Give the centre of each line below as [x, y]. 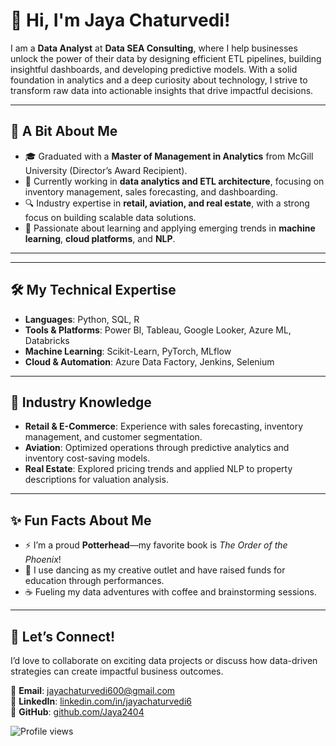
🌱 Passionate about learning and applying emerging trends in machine [170, 228]
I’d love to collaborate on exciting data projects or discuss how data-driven [164, 660]
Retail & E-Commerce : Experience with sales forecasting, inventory [164, 426]
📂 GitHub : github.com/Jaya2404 [77, 712]
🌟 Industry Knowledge [81, 402]
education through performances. [94, 581]
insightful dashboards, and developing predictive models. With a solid [154, 69]
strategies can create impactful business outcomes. [117, 671]
